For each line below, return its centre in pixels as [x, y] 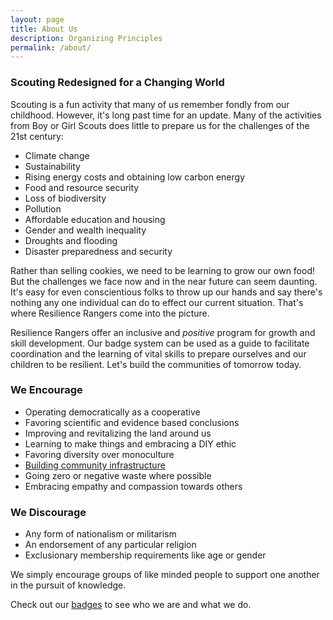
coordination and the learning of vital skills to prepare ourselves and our [158, 353]
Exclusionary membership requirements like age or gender [145, 555]
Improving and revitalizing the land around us [118, 433]
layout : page [37, 19]
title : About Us [44, 29]
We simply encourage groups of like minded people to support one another [165, 575]
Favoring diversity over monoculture [99, 454]
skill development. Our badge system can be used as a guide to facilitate [160, 343]
